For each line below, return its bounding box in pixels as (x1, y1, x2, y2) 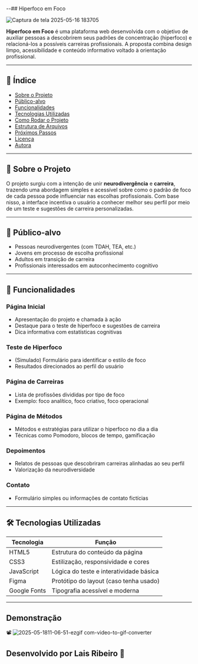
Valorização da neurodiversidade (14, 466, 95, 473)
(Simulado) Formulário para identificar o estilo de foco (14, 357, 146, 364)
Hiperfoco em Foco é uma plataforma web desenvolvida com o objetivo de (6, 28, 189, 35)
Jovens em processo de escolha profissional (14, 249, 124, 256)
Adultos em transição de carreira (14, 256, 95, 263)
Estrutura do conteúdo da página (51, 548, 143, 556)
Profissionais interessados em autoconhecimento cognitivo (14, 262, 159, 269)
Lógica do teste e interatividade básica (51, 567, 159, 575)
